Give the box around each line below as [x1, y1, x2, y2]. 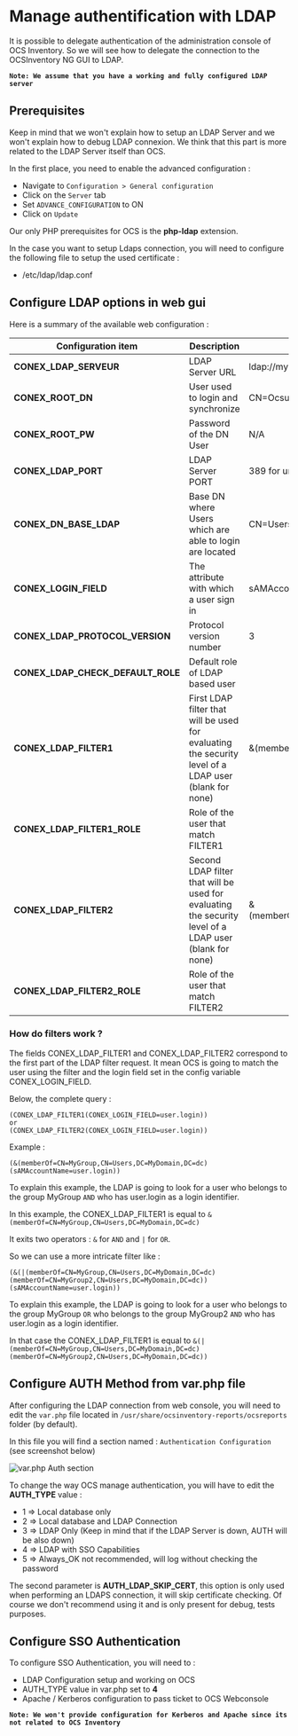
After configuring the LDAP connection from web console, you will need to [9, 1400, 281, 1410]
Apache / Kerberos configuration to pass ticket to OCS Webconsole [21, 1693, 269, 1704]
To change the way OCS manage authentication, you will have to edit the [9, 1480, 275, 1490]
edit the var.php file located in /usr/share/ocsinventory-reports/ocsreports [9, 1409, 287, 1420]
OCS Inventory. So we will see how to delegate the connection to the [9, 44, 260, 55]
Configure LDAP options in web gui [9, 295, 207, 310]
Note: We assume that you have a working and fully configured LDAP [9, 71, 268, 81]
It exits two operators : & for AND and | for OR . [9, 1233, 171, 1244]
